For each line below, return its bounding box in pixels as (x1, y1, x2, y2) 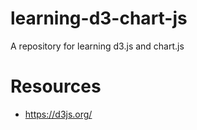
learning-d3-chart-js (10, 7, 188, 30)
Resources (10, 75, 102, 98)
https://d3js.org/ (24, 108, 93, 120)
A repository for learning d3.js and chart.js (10, 40, 185, 52)
